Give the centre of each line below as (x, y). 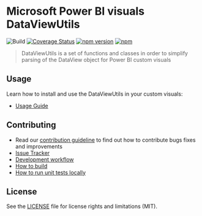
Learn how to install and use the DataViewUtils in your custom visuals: (95, 94)
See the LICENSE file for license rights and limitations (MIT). (82, 206)
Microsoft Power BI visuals (76, 11)
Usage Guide (32, 106)
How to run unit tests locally (50, 172)
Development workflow (45, 159)
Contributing (31, 125)
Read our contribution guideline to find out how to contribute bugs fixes (105, 140)
